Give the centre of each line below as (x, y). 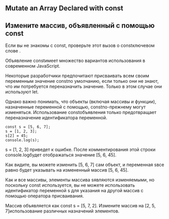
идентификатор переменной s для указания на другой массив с (74, 191)
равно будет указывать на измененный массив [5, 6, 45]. (67, 170)
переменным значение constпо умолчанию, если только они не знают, (82, 81)
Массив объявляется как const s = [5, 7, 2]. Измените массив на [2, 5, (80, 206)
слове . (13, 51)
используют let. (22, 92)
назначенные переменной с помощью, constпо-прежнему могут (76, 107)
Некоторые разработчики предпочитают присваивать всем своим (77, 76)
